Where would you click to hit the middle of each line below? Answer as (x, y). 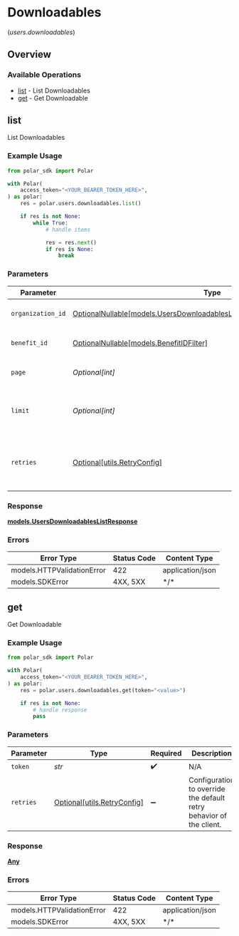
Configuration (211, 780)
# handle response (60, 710)
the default (207, 798)
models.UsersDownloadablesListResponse (73, 521)
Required (166, 753)
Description (212, 753)
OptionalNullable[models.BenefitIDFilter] (140, 343)
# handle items (68, 230)
